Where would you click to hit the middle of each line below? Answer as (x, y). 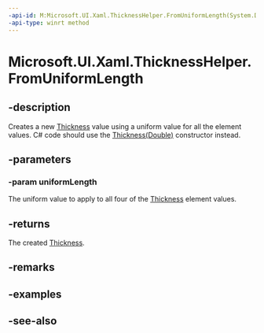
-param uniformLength (53, 182)
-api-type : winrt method (49, 23)
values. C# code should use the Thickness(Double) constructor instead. (125, 135)
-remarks (31, 267)
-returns (29, 224)
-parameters (40, 159)
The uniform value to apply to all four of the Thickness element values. (123, 199)
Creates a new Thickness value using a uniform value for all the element (125, 126)
